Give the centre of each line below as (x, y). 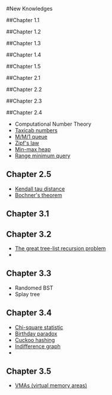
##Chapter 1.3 (24, 43)
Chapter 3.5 (29, 371)
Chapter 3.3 (29, 273)
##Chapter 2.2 (24, 89)
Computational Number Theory (53, 124)
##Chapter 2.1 (23, 78)
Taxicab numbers (36, 130)
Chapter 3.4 (29, 313)
